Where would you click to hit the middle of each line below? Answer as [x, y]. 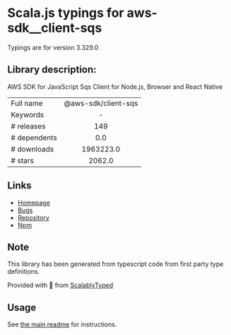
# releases [28, 126]
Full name [27, 103]
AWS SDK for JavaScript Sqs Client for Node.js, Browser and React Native [115, 87]
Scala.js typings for [66, 13]
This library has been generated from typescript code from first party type [115, 264]
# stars [22, 160]
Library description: [52, 69]
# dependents [34, 138]
